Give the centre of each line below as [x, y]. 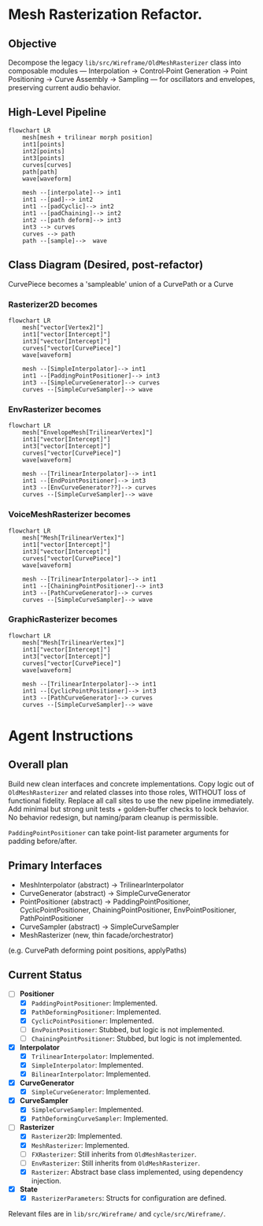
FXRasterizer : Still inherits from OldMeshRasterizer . [114, 1154]
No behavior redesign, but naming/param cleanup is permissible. [113, 817]
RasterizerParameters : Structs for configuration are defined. [129, 1198]
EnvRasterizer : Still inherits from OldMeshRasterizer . [116, 1163]
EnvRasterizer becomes [55, 409]
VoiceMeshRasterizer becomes [70, 515]
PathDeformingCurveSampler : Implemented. [100, 1118]
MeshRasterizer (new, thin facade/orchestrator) [96, 934]
